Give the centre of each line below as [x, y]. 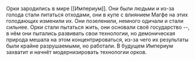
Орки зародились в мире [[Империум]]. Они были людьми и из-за [90, 9]
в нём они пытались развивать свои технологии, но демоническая [91, 33]
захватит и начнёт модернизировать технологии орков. [77, 52]
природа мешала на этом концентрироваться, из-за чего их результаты [97, 40]
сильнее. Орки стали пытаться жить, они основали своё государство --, [98, 27]
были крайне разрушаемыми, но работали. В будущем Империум [90, 46]
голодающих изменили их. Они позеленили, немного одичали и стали [95, 21]
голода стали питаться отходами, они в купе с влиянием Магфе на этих [97, 15]
